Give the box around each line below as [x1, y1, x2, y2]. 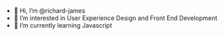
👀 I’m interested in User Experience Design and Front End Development [13, 14, 218, 22]
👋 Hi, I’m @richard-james [13, 7, 85, 15]
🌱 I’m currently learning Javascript [13, 21, 112, 29]
